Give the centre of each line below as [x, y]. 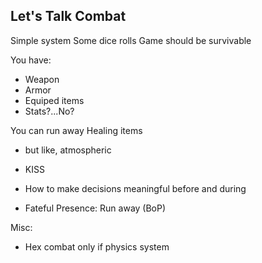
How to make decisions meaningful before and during [135, 188]
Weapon [42, 79]
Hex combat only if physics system [97, 246]
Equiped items [54, 100]
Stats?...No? [49, 111]
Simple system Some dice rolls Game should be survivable [131, 40]
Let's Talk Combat [68, 16]
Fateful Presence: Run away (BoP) [95, 208]
